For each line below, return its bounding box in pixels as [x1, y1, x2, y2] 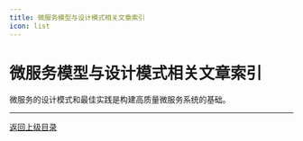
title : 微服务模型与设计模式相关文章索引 [9, 13, 146, 22]
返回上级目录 [9, 122, 57, 133]
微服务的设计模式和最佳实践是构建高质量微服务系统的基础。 [9, 94, 231, 105]
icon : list [9, 22, 50, 31]
